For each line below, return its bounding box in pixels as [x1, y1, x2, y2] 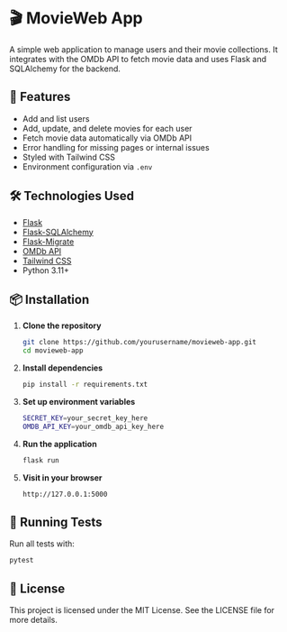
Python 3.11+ [22, 264, 70, 276]
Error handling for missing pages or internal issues [22, 142, 210, 152]
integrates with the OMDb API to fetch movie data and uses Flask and [9, 53, 267, 64]
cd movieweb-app [22, 346, 84, 355]
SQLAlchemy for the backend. [9, 63, 121, 74]
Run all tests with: [9, 538, 75, 549]
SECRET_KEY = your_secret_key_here [22, 414, 148, 423]
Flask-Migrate [22, 236, 75, 247]
